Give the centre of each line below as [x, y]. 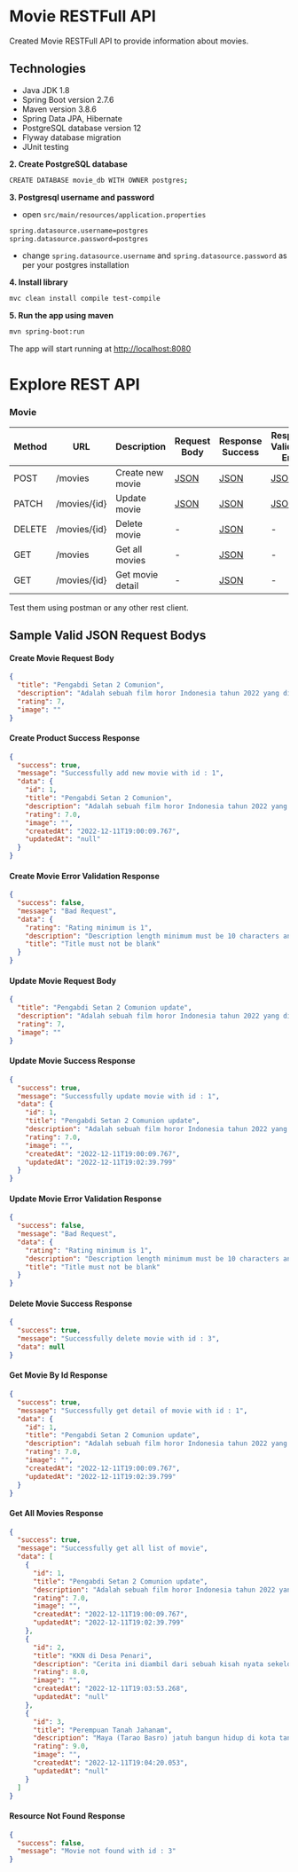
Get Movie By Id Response [59, 1375]
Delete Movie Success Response [71, 1303]
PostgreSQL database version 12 [82, 128]
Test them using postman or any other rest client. [99, 607]
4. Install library [39, 282]
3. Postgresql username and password [82, 197]
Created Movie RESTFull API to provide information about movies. [129, 41]
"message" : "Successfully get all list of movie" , [113, 1549]
